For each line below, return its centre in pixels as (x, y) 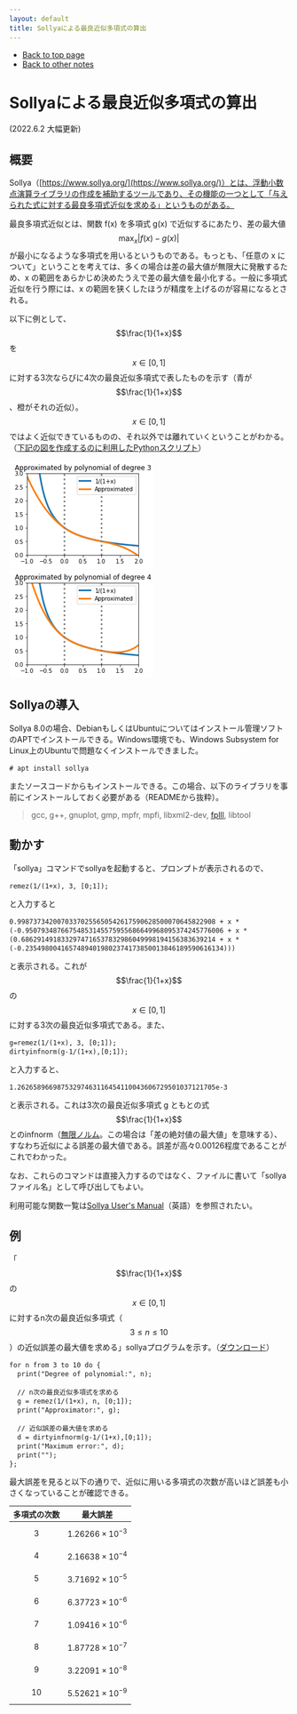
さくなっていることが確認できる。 (71, 1493)
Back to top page (53, 54)
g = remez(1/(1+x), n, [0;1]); (75, 1402)
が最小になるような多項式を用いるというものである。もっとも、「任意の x (143, 256)
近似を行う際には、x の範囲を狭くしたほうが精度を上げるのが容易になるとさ (148, 289)
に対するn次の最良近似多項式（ (66, 1318)
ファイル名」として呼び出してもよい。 (79, 1186)
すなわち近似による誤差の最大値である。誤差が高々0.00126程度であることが (148, 1145)
